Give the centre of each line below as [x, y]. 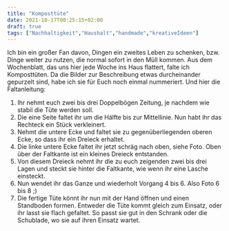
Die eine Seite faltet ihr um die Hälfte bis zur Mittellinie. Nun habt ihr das [119, 118]
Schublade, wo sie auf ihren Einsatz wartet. [79, 220]
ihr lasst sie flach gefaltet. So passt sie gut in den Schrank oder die [112, 213]
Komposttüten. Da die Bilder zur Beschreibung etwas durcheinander [104, 75]
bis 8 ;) [27, 191]
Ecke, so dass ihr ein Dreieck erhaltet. [71, 140]
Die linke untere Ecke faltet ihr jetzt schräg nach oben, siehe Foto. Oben [119, 147]
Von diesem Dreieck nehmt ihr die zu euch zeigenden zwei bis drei [112, 161]
